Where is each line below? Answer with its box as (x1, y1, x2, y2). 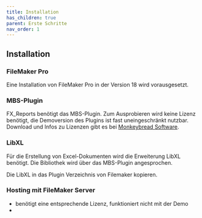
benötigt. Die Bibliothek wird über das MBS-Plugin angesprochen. (6, 159, 173, 166)
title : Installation (6, 9, 60, 15)
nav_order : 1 (6, 26, 40, 32)
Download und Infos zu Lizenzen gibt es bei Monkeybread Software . (6, 123, 179, 130)
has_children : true (6, 15, 56, 21)
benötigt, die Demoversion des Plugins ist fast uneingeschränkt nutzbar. (6, 117, 189, 124)
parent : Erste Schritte (6, 20, 68, 26)
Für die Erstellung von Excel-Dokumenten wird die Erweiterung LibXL (6, 152, 181, 160)
